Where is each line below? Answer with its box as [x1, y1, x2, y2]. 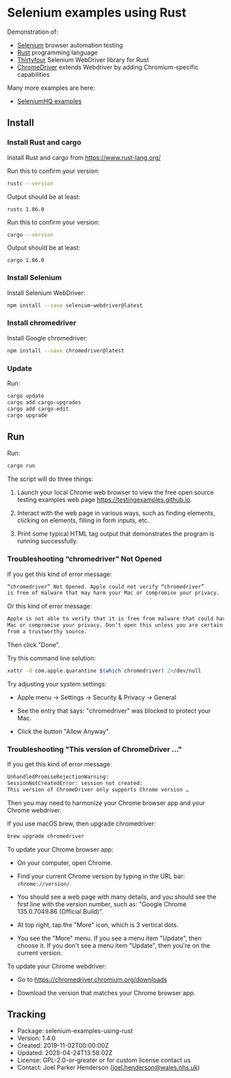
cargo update [7, 393, 45, 400]
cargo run [7, 462, 36, 469]
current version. [16, 948, 63, 957]
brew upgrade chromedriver [7, 833, 85, 840]
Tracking [7, 1008, 46, 1020]
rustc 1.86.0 [7, 205, 45, 213]
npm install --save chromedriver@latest [7, 347, 125, 354]
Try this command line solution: [7, 653, 96, 662]
